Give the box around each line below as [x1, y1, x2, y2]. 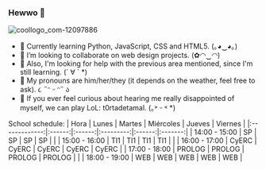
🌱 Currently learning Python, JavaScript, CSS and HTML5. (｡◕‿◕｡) [19, 41, 238, 51]
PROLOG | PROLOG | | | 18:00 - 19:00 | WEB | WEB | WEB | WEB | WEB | [8, 153, 243, 162]
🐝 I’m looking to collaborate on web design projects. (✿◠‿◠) [19, 51, 221, 60]
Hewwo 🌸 [8, 7, 45, 18]
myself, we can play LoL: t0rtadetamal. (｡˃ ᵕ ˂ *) [19, 103, 176, 113]
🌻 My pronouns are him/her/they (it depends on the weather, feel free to [19, 75, 256, 86]
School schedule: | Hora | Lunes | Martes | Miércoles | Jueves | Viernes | [8, 119, 246, 129]
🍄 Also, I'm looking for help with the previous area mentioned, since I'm [19, 59, 253, 68]
